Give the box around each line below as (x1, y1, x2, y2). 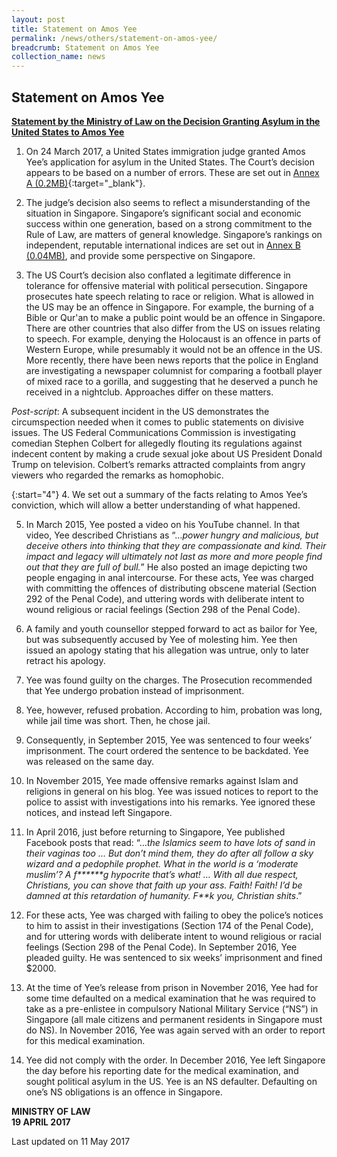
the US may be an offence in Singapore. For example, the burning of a (25, 301, 314, 313)
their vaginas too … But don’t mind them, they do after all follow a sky (25, 847, 314, 859)
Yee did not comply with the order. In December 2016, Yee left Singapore (25, 1054, 326, 1066)
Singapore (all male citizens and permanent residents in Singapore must (25, 1013, 323, 1025)
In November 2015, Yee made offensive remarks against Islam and (25, 774, 299, 786)
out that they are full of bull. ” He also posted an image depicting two (25, 561, 308, 573)
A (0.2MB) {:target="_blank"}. (25, 177, 146, 189)
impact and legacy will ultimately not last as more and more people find (25, 550, 323, 562)
